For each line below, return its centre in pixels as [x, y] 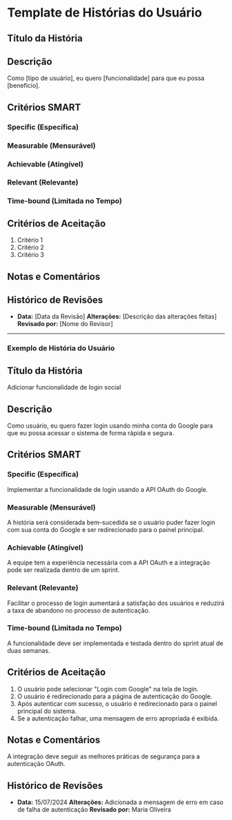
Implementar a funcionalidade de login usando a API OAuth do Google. [108, 489]
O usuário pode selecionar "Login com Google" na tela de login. [108, 689]
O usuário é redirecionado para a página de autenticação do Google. [115, 696]
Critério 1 [30, 240]
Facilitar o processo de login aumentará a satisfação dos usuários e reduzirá [116, 603]
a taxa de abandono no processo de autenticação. [79, 610]
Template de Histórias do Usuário [105, 13]
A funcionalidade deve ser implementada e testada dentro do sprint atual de [115, 643]
